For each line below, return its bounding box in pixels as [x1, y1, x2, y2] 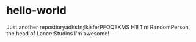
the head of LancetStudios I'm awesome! [6, 29, 110, 37]
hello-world [6, 4, 67, 17]
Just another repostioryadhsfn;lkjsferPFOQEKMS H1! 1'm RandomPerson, [6, 23, 191, 31]
